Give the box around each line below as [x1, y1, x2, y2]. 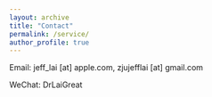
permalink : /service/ [9, 29, 90, 38]
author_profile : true [9, 37, 90, 47]
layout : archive [9, 12, 69, 22]
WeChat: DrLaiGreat [9, 79, 83, 90]
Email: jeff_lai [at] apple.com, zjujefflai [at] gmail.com [9, 62, 203, 73]
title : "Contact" [9, 21, 74, 30]
